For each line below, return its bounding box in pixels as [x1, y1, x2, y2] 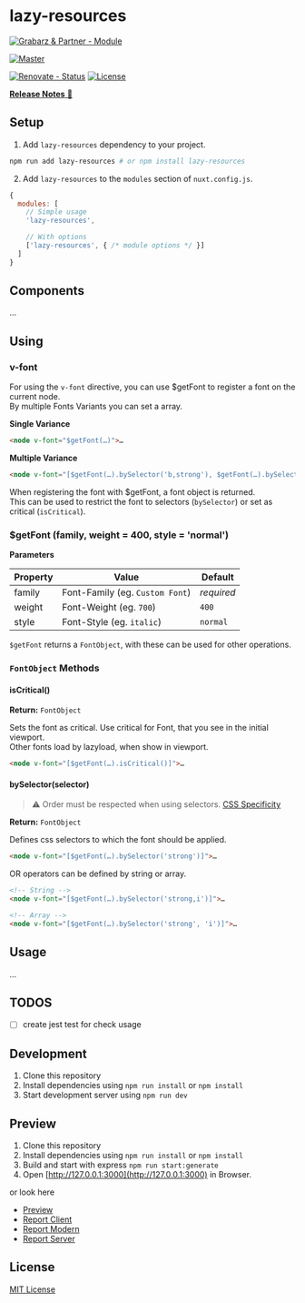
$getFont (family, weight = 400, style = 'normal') [9, 529, 230, 541]
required [199, 586, 236, 599]
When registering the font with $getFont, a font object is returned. [9, 486, 256, 497]
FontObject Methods [9, 662, 100, 674]
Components [9, 283, 84, 298]
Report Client [22, 1214, 73, 1225]
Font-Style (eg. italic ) [62, 616, 162, 629]
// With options [25, 233, 88, 242]
